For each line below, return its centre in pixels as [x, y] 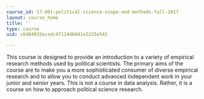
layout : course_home [33, 18]
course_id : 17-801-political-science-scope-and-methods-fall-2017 [93, 12]
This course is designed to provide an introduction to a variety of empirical [100, 57]
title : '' [19, 23]
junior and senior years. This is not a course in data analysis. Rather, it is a [99, 83]
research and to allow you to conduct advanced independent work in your [99, 77]
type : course [23, 29]
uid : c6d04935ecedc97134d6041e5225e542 [57, 35]
